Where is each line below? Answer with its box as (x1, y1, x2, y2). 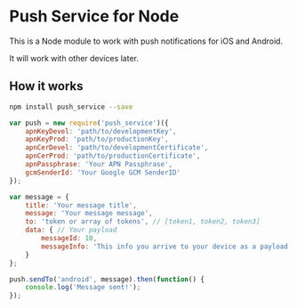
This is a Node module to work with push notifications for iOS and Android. (9, 36, 283, 46)
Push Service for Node (9, 6, 180, 27)
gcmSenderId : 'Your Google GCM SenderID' (25, 167, 181, 177)
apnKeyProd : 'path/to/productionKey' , (25, 135, 169, 144)
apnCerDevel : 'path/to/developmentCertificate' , (25, 143, 209, 152)
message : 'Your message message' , (25, 209, 153, 218)
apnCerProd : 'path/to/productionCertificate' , (25, 151, 201, 161)
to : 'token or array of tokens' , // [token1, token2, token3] (25, 217, 261, 226)
